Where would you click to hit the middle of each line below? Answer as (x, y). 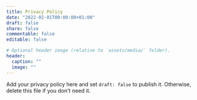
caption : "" (27, 61)
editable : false (26, 40)
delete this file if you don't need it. (49, 90)
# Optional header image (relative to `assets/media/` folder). (88, 51)
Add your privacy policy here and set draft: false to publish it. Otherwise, (99, 84)
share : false (23, 28)
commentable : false (31, 34)
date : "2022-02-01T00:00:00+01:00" (51, 17)
